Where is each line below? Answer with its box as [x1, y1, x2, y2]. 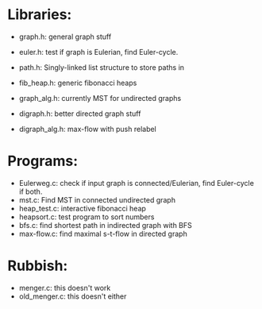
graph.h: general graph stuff [18, 32, 112, 41]
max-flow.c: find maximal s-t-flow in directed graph [18, 229, 187, 238]
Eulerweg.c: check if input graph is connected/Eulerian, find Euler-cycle [18, 178, 255, 187]
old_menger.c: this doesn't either [18, 292, 127, 301]
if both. [18, 187, 43, 196]
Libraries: [7, 6, 72, 24]
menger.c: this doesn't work [18, 283, 111, 292]
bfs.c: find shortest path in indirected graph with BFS [18, 220, 192, 230]
